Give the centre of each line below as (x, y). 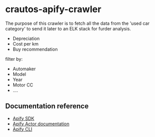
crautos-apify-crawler (53, 9)
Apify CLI (22, 129)
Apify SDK (23, 118)
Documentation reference (47, 106)
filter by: (14, 59)
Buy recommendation (35, 49)
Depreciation (26, 38)
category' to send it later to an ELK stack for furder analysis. (68, 28)
